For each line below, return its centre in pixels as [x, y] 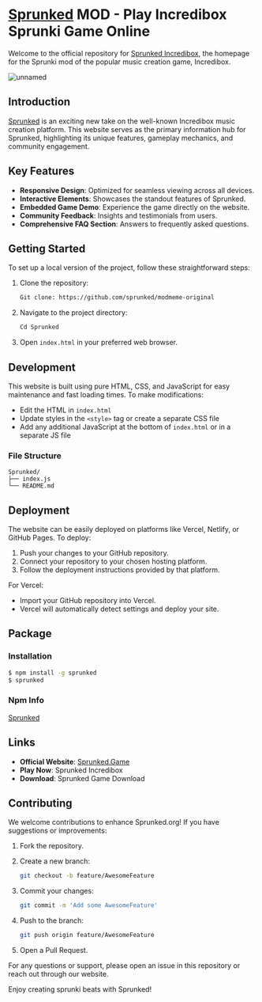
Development [42, 367]
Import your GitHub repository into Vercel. [88, 601]
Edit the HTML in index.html [65, 410]
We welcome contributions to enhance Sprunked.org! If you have [114, 822]
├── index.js [30, 479]
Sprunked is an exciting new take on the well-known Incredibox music [122, 121]
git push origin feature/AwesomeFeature [87, 936]
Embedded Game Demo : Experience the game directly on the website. [135, 207]
